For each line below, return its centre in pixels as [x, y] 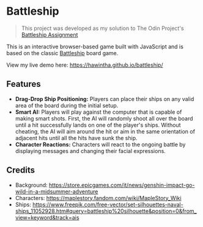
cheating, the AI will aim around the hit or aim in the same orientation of [105, 131]
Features [24, 84]
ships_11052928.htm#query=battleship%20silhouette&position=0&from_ [106, 211]
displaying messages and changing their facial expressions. [90, 151]
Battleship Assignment [50, 34]
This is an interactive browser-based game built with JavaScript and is [95, 47]
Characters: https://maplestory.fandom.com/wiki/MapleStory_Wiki [98, 198]
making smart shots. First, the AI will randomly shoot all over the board [104, 118]
